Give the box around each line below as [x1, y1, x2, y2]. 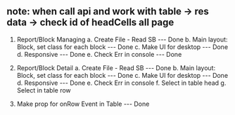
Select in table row [16, 86, 71, 94]
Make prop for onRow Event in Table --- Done [16, 100, 150, 108]
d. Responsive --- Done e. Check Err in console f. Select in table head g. [16, 79, 227, 87]
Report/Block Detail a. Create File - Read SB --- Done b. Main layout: [16, 63, 216, 72]
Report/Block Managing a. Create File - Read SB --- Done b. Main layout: [16, 35, 228, 43]
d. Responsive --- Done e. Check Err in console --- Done [16, 50, 182, 58]
